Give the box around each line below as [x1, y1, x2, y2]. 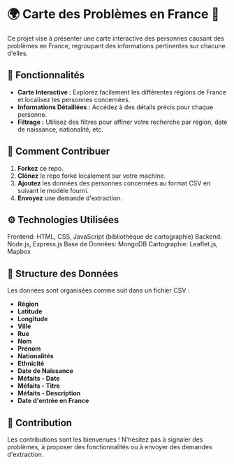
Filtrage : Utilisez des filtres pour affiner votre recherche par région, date [17, 118, 228, 126]
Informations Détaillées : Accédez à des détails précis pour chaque [17, 103, 214, 111]
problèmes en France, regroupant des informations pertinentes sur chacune [7, 41, 226, 50]
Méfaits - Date [17, 374, 61, 383]
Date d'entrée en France [17, 397, 89, 405]
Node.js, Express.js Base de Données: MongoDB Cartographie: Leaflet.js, [7, 240, 218, 248]
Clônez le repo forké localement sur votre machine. [17, 171, 166, 180]
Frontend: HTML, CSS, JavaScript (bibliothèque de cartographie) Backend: [7, 232, 222, 241]
